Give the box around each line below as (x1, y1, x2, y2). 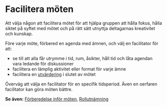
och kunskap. (5, 30, 33, 36)
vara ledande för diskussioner (12, 60, 74, 66)
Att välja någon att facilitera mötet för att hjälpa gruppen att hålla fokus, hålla (5, 20, 162, 26)
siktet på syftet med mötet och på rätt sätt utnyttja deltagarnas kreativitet (5, 25, 156, 31)
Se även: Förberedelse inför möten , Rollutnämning (5, 96, 109, 102)
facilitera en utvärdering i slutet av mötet (12, 71, 96, 77)
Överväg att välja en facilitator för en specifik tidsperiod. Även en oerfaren (5, 81, 158, 87)
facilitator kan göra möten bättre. (5, 86, 73, 92)
